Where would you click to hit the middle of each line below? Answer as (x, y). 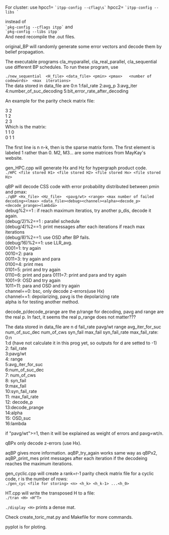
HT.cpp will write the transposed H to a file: (50, 493)
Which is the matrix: (26, 127)
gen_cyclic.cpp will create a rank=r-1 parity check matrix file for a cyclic (80, 473)
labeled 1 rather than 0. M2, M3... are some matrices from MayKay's (75, 153)
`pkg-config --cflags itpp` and (39, 27)
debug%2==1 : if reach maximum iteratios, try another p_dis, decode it (78, 210)
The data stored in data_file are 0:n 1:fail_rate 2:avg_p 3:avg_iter (71, 86)
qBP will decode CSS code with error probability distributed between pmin (82, 186)
